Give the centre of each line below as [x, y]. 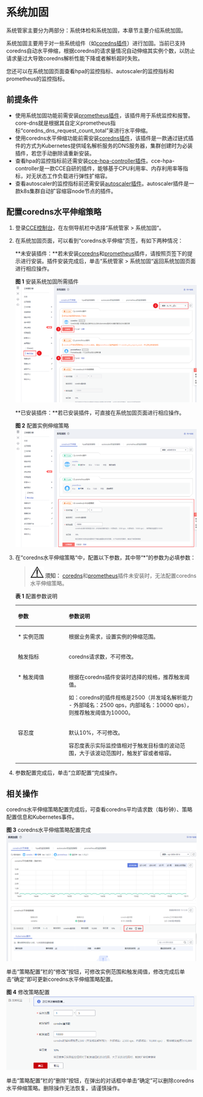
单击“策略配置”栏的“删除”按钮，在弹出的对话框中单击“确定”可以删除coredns [100, 1081]
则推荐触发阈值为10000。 [101, 712]
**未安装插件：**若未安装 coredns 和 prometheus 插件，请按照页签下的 [101, 253]
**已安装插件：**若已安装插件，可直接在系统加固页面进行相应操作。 [100, 413]
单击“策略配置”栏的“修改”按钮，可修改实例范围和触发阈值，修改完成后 [93, 971]
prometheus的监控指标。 [37, 79]
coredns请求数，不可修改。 [103, 657]
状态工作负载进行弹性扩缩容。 [73, 175]
